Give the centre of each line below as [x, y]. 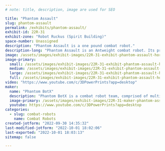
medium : [17, 69]
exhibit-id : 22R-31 [25, 32]
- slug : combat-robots [33, 114]
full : [15, 78]
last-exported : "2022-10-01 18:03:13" [45, 132]
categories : [17, 110]
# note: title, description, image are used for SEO [60, 10]
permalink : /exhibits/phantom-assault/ [46, 27]
